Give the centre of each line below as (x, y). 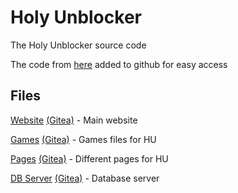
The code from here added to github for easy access (119, 64)
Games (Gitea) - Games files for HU (83, 139)
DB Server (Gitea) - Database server (85, 178)
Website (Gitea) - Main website (74, 120)
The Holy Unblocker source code (78, 45)
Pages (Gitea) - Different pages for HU (89, 158)
